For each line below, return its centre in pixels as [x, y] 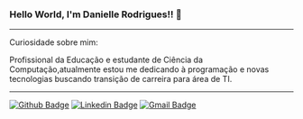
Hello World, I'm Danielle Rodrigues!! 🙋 [96, 14]
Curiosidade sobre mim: [54, 42]
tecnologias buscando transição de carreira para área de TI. [121, 79]
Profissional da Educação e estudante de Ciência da [106, 60]
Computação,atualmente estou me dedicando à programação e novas [139, 69]
